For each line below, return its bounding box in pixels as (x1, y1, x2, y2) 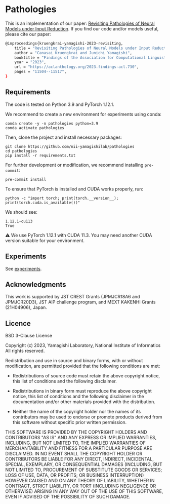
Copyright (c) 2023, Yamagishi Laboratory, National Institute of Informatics (5, 342, 161, 348)
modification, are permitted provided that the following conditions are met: (5, 363, 160, 369)
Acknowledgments (5, 280, 67, 289)
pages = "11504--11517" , (14, 69, 67, 74)
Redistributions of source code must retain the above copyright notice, (12, 373, 160, 379)
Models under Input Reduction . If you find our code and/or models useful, (5, 25, 159, 31)
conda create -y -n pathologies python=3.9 (5, 121, 99, 126)
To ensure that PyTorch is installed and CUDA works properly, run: (5, 186, 143, 192)
